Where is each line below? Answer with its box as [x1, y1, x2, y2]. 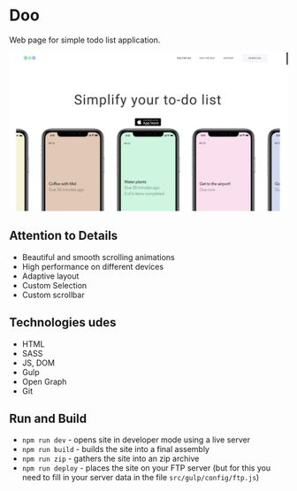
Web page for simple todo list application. [9, 35, 161, 45]
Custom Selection [21, 280, 88, 290]
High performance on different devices [21, 261, 164, 272]
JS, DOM [21, 357, 56, 368]
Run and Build [9, 410, 87, 426]
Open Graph [21, 376, 67, 387]
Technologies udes [9, 315, 117, 330]
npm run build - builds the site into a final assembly [21, 444, 210, 455]
